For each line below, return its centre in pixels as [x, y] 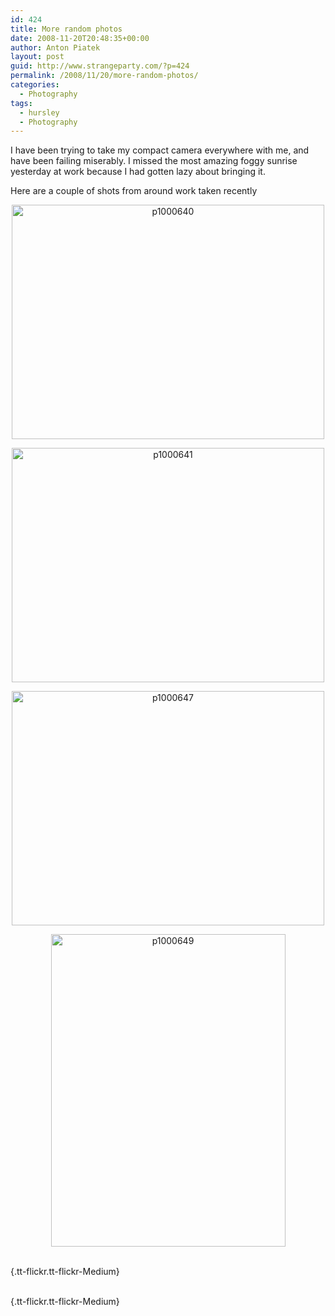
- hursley [39, 112]
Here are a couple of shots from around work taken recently [134, 191]
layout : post [37, 57]
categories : [35, 85]
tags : [21, 103]
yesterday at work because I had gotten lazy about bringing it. [138, 172]
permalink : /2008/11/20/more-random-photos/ [104, 76]
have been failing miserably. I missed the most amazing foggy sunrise [154, 161]
